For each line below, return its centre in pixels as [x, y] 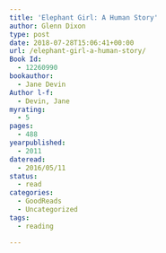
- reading [35, 226]
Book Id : [26, 59]
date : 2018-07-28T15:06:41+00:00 [72, 43]
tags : [19, 218]
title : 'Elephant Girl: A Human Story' [84, 17]
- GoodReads [40, 201]
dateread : [28, 159]
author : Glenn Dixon [48, 26]
